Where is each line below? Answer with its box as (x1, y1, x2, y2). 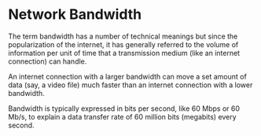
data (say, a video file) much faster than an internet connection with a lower (8, 80, 253, 90)
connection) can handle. (8, 57, 87, 66)
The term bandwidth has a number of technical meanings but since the (8, 31, 238, 41)
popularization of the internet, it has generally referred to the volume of (8, 39, 239, 49)
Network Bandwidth (8, 6, 142, 24)
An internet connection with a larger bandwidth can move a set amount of (8, 72, 248, 81)
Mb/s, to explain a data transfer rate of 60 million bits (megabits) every (8, 112, 237, 121)
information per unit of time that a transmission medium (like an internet (8, 48, 241, 57)
